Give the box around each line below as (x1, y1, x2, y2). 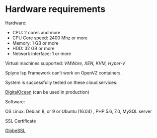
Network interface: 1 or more (12, 51, 71, 57)
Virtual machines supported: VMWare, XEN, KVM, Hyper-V (5, 60, 126, 66)
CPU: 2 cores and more (12, 29, 61, 35)
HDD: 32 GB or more (12, 45, 55, 51)
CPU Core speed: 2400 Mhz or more (12, 35, 88, 41)
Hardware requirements (5, 3, 106, 15)
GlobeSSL (5, 128, 26, 134)
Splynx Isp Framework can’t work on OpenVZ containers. (5, 69, 122, 75)
